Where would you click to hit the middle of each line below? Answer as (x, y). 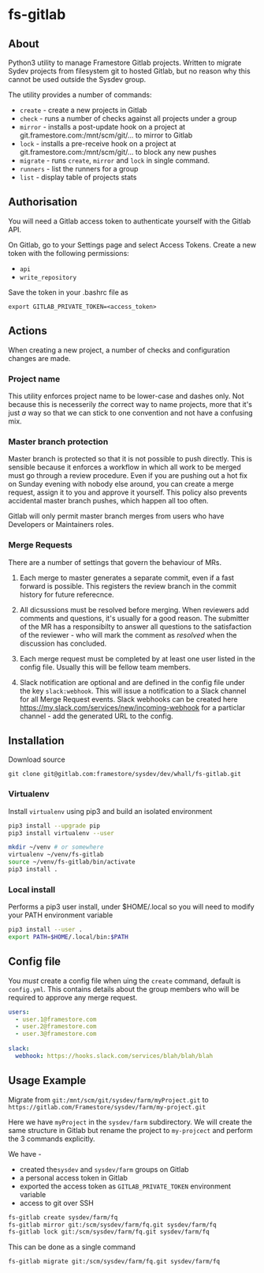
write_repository (48, 277)
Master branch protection (58, 442)
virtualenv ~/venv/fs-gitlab (56, 855)
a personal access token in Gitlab (73, 1177)
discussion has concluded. (63, 643)
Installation (36, 740)
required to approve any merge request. (73, 997)
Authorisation (43, 202)
